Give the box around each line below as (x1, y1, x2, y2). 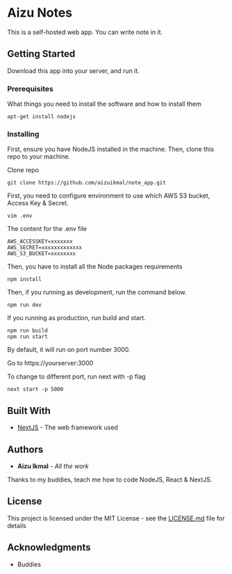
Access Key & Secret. (7, 199, 69, 207)
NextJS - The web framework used (17, 423, 118, 432)
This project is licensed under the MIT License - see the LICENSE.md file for (7, 513, 225, 523)
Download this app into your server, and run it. (7, 66, 140, 74)
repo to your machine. (7, 152, 71, 161)
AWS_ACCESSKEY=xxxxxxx (7, 238, 73, 245)
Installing (7, 129, 40, 138)
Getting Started (7, 48, 76, 60)
